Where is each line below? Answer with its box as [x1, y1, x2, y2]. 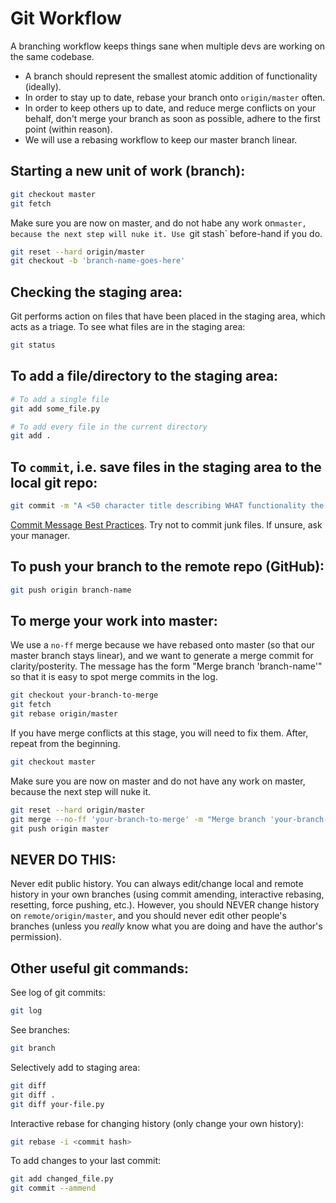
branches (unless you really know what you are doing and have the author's [10, 920, 323, 932]
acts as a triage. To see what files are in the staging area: [10, 321, 246, 333]
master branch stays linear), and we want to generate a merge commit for [10, 650, 314, 662]
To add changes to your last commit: [10, 1155, 162, 1167]
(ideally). [24, 80, 62, 92]
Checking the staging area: [10, 283, 183, 301]
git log [10, 1006, 43, 1016]
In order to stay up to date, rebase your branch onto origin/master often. [24, 91, 326, 103]
